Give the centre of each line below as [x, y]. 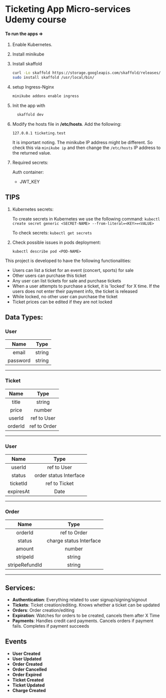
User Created [26, 653]
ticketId [19, 483]
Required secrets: [30, 162]
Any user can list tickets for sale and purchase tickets [67, 280]
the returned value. [32, 153]
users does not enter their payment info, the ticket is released [75, 291]
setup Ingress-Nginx [33, 87]
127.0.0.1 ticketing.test [39, 133]
